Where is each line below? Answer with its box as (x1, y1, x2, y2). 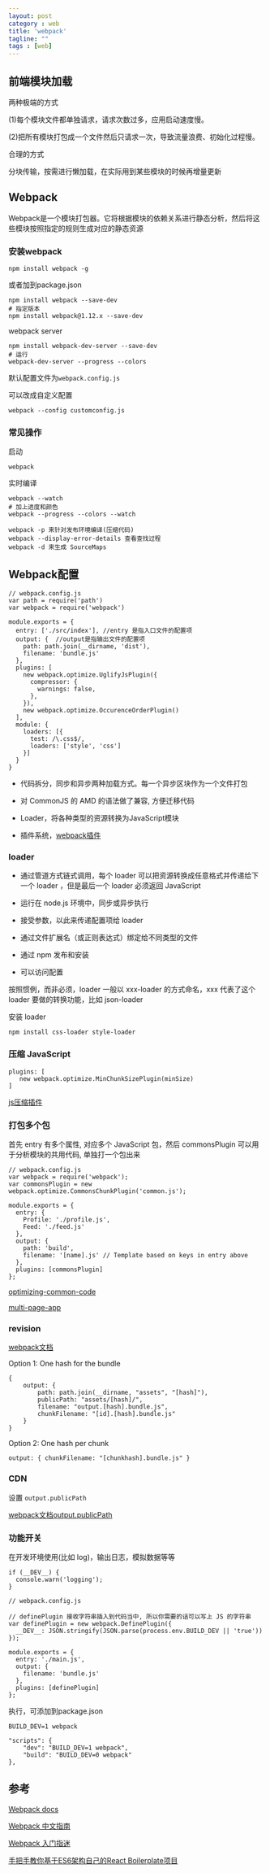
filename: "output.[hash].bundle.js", (37, 1403, 169, 1411)
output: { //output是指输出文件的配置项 (15, 635, 146, 643)
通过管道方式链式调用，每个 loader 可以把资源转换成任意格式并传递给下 (19, 871, 259, 881)
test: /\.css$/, (29, 735, 85, 743)
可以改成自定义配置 (8, 390, 73, 400)
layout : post (8, 11, 53, 20)
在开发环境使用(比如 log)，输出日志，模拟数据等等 (8, 1552, 176, 1562)
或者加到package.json (8, 280, 83, 290)
